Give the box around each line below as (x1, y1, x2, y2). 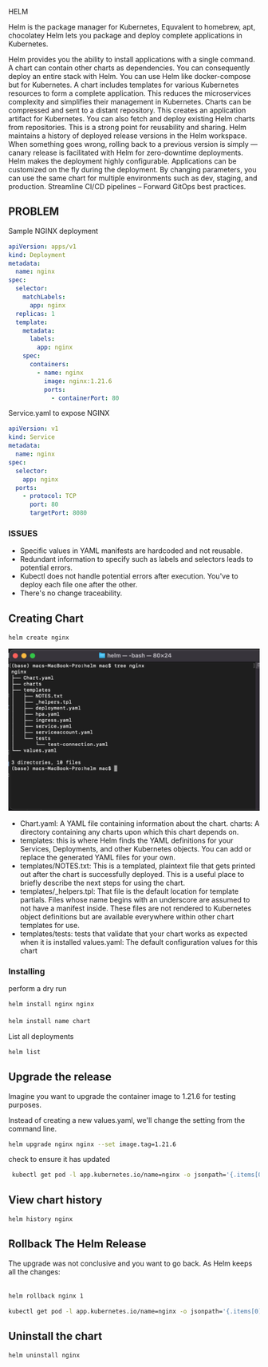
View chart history (8, 1193, 103, 1207)
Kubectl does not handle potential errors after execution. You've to (19, 571, 238, 581)
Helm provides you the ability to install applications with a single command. (8, 55, 255, 64)
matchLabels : (22, 293, 66, 302)
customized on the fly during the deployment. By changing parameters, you (8, 165, 257, 174)
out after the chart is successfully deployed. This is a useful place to (19, 869, 245, 879)
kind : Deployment (8, 251, 66, 259)
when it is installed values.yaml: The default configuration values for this (19, 937, 258, 946)
